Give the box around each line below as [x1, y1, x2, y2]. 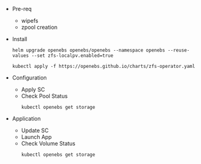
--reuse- [167, 47, 190, 53]
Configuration [12, 74, 47, 81]
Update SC [21, 127, 49, 134]
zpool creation [21, 24, 58, 31]
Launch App [21, 133, 52, 140]
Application [12, 115, 41, 122]
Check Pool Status [21, 92, 68, 100]
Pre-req [12, 6, 32, 12]
